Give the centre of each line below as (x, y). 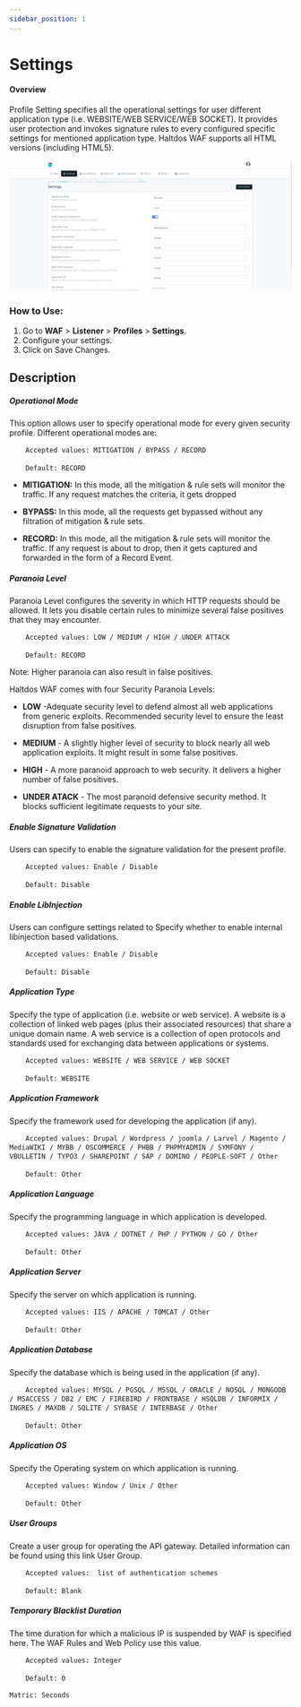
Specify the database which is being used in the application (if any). (134, 1372)
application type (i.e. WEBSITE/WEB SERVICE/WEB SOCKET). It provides (143, 119)
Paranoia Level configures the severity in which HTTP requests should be (145, 600)
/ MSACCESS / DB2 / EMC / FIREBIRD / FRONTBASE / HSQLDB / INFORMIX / (144, 1399)
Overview (28, 90)
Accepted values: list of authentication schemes (122, 1573)
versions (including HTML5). (62, 148)
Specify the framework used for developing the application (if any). (133, 1121)
